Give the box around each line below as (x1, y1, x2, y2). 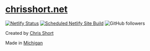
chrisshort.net (5, 4, 68, 15)
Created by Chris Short (5, 30, 54, 36)
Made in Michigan (5, 39, 43, 46)
